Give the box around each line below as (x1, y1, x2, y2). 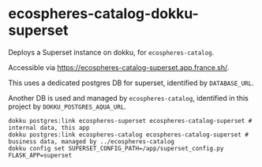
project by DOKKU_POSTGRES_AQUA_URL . (8, 102, 126, 111)
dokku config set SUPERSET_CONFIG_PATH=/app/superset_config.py (8, 144, 224, 152)
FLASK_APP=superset (8, 151, 73, 159)
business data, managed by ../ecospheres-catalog (8, 137, 175, 146)
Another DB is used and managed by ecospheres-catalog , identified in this (8, 93, 249, 102)
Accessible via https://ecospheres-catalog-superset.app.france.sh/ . (8, 62, 230, 72)
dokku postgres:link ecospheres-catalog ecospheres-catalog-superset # (8, 131, 249, 139)
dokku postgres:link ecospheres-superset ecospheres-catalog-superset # (8, 117, 253, 124)
